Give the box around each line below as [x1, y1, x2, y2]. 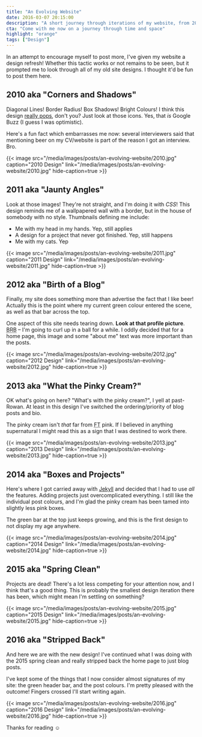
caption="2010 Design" [6, 160, 64, 168]
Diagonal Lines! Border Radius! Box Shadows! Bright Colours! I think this [6, 106, 185, 113]
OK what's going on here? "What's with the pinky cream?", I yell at [6, 397, 170, 404]
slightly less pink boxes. [6, 505, 66, 512]
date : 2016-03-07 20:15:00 [6, 14, 74, 20]
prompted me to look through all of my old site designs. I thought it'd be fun [6, 66, 194, 73]
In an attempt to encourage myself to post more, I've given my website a [6, 53, 186, 60]
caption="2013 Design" [6, 446, 64, 453]
